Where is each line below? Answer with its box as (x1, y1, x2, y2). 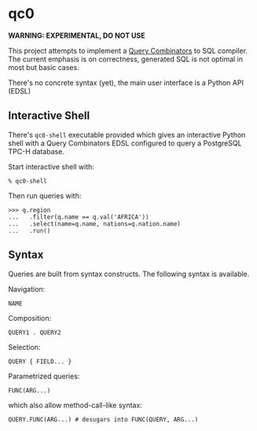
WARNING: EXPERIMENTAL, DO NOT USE (8, 31, 145, 40)
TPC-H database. (8, 146, 65, 156)
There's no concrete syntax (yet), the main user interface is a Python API (8, 78, 244, 87)
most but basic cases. (8, 62, 80, 72)
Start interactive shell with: (8, 162, 94, 171)
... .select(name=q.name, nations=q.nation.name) (8, 219, 181, 228)
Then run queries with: (8, 190, 82, 201)
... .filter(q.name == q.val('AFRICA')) (8, 213, 149, 221)
